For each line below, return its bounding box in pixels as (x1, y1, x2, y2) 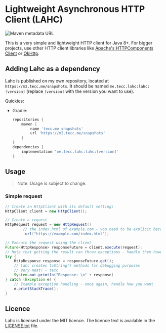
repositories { (12, 117, 44, 122)
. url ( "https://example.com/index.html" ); (23, 231, 110, 237)
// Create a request (5, 217, 48, 223)
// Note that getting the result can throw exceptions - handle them (5, 250, 152, 254)
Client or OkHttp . (5, 50, 40, 56)
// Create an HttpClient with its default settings (5, 204, 114, 209)
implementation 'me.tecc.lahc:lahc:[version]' (21, 149, 119, 154)
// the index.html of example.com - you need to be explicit (23, 227, 152, 232)
